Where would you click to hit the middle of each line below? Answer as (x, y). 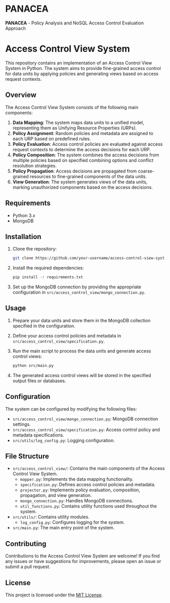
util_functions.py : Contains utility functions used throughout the (89, 506)
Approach (16, 28)
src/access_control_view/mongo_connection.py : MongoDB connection (85, 419)
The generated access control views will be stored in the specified (82, 375)
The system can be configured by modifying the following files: (71, 409)
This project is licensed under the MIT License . (54, 595)
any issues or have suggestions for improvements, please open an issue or (83, 561)
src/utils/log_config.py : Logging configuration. (63, 440)
